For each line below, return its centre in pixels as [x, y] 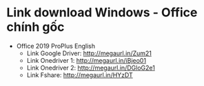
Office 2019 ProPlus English [56, 46]
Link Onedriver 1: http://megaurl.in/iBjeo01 [86, 60]
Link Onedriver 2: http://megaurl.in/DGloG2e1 [91, 68]
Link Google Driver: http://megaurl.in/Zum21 [89, 53]
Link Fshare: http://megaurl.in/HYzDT [80, 75]
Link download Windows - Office [102, 13]
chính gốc [35, 27]
